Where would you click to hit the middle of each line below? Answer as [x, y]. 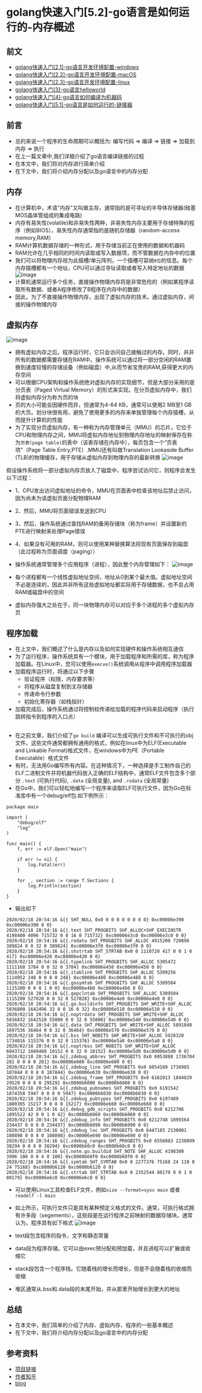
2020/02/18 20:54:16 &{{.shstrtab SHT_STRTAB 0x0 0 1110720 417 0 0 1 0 [99, 951]
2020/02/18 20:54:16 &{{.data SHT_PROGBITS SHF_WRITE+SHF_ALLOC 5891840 [99, 1025]
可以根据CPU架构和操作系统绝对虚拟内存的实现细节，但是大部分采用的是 [105, 382]
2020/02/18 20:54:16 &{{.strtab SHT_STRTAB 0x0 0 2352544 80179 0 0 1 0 [99, 1172]
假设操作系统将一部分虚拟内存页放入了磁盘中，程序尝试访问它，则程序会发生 [101, 471]
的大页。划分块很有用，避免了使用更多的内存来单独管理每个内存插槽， [102, 412]
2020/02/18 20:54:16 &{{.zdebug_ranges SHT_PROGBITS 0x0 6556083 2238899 [101, 1141]
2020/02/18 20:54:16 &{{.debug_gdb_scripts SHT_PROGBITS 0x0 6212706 [95, 1109]
